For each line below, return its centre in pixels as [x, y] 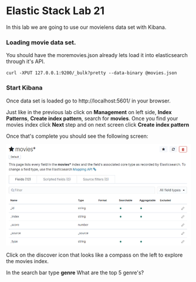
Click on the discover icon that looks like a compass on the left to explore [94, 255]
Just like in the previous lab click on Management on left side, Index [89, 112]
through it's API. [26, 62]
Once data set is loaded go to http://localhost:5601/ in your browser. [89, 101]
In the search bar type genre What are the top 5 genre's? [75, 273]
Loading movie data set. [41, 42]
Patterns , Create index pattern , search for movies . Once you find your [92, 118]
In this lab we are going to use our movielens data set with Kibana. [86, 27]
